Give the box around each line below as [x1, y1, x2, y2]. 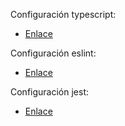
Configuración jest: [10, 86, 90, 98]
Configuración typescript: [10, 9, 117, 20]
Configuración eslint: [10, 47, 97, 59]
